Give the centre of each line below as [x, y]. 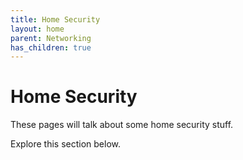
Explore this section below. [65, 144]
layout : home [37, 29]
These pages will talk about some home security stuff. [122, 125]
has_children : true [51, 47]
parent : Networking [51, 38]
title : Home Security [55, 19]
